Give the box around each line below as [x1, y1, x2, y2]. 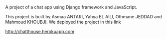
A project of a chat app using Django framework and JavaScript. [5, 4, 138, 10]
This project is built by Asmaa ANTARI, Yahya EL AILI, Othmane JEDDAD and [5, 14, 162, 19]
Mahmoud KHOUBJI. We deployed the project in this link [5, 19, 121, 25]
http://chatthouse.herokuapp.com [5, 29, 75, 34]
